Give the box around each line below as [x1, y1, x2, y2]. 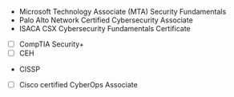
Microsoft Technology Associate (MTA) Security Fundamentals [18, 7, 227, 16]
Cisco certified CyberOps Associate [18, 80, 138, 90]
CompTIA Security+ [18, 39, 85, 49]
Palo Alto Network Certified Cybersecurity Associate [18, 15, 193, 25]
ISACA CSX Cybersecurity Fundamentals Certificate [18, 24, 192, 33]
